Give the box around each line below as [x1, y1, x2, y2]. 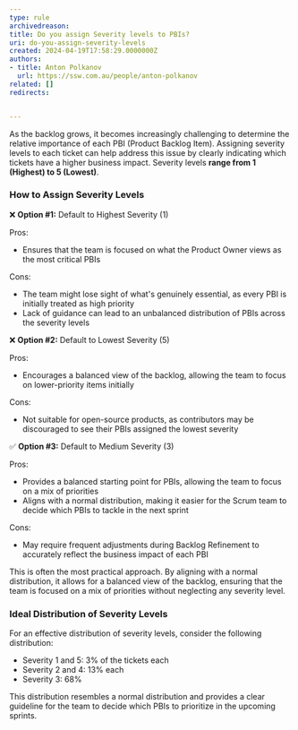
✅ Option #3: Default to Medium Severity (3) [9, 441, 175, 451]
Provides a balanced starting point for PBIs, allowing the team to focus [21, 476, 282, 486]
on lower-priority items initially [21, 379, 134, 390]
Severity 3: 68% [21, 674, 82, 685]
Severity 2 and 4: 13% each [21, 665, 124, 675]
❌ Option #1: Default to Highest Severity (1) [9, 209, 169, 219]
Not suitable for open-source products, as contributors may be [21, 414, 254, 425]
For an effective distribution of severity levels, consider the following [9, 628, 262, 639]
